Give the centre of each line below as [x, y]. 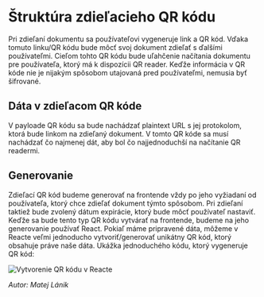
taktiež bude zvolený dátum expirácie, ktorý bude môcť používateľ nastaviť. [132, 211]
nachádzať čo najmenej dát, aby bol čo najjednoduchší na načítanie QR [124, 142]
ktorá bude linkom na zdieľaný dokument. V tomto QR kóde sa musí [118, 133]
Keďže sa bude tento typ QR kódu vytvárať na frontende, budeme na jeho [128, 220]
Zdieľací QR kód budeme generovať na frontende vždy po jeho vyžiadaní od [132, 195]
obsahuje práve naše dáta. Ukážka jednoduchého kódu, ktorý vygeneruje [128, 245]
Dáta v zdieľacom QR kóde [75, 106]
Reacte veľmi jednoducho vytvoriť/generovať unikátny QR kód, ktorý [120, 237]
